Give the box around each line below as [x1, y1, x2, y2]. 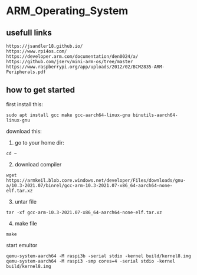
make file [14, 220, 37, 227]
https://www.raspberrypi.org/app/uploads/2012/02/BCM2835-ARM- [6, 64, 165, 70]
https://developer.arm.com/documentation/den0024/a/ [6, 54, 139, 60]
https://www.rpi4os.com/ [6, 48, 67, 54]
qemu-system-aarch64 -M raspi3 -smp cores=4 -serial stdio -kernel [6, 258, 176, 264]
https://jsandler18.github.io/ [6, 43, 83, 49]
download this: [6, 127, 42, 135]
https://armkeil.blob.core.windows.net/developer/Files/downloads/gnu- [6, 177, 186, 184]
